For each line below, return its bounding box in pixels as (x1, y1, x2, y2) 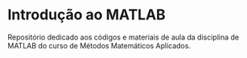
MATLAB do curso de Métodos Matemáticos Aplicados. (7, 40, 191, 50)
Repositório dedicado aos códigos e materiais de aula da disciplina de (7, 32, 240, 42)
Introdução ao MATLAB (7, 6, 166, 24)
